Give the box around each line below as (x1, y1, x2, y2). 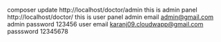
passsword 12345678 (7, 27, 69, 35)
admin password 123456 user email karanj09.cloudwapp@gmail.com (7, 20, 204, 28)
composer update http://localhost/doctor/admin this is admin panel (7, 6, 198, 14)
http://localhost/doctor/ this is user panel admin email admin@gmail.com (7, 13, 214, 21)
